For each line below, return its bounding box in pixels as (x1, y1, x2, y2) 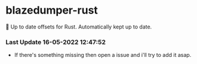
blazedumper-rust (5, 4, 98, 17)
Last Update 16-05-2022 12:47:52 (5, 38, 106, 46)
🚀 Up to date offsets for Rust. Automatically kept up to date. (5, 23, 152, 30)
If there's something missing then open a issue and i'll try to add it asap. (14, 52, 192, 59)
